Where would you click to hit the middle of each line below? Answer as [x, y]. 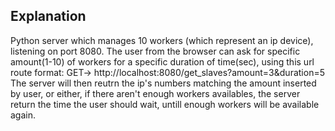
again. [23, 115]
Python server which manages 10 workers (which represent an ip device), [162, 40]
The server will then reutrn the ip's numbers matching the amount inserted [163, 83]
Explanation [48, 16]
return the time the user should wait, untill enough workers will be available [165, 104]
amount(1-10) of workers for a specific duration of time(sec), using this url [162, 61]
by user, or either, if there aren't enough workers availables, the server [155, 93]
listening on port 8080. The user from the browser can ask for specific [155, 51]
